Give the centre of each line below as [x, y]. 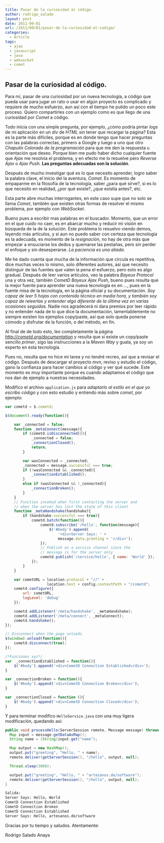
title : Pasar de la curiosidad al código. [49, 10]
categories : [17, 32]
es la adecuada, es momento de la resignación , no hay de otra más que [77, 239]
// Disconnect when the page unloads [44, 634]
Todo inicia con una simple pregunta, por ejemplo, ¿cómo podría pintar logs [82, 127]
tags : [11, 42]
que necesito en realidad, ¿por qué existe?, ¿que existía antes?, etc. [73, 189]
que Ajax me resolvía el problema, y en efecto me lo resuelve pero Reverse [81, 158]
